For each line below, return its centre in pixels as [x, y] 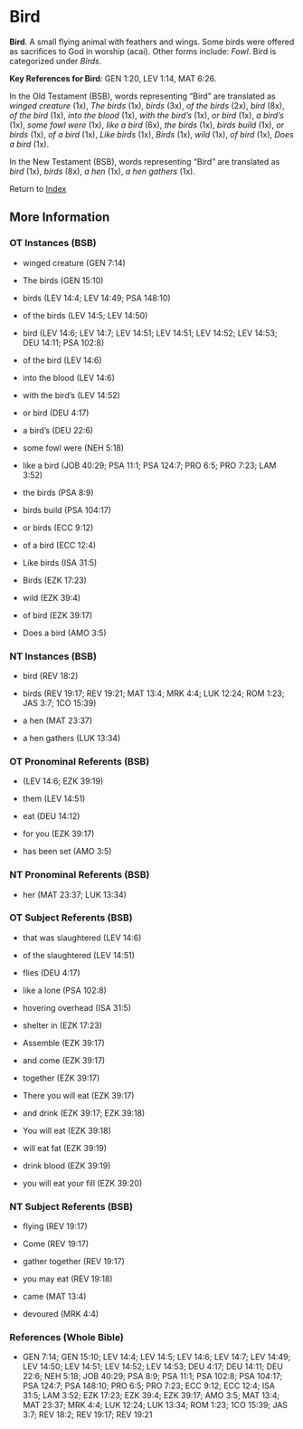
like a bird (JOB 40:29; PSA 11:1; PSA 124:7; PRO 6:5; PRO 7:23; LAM [149, 465]
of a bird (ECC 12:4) [59, 545]
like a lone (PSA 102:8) [64, 990]
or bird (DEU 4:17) [56, 413]
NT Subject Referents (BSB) [71, 1206]
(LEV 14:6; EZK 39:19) [63, 781]
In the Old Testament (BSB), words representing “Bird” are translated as [142, 96]
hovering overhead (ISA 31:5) [77, 1007]
